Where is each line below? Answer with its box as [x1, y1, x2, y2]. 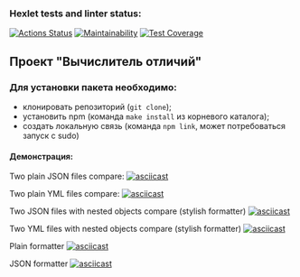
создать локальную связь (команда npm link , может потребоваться [22, 120, 286, 131]
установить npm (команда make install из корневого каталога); [22, 111, 269, 122]
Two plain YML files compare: [9, 189, 120, 199]
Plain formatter [9, 241, 65, 252]
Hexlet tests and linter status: [9, 7, 142, 20]
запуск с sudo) [22, 130, 80, 141]
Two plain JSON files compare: [9, 171, 125, 182]
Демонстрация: [9, 151, 74, 162]
